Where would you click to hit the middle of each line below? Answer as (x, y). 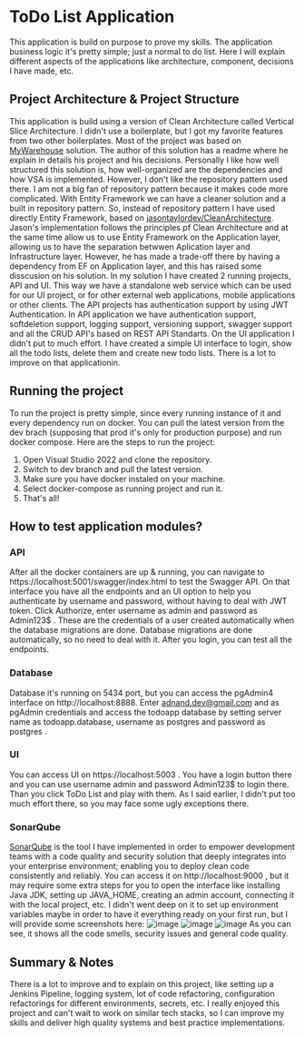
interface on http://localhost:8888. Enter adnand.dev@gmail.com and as (144, 702)
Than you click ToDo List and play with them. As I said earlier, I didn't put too (152, 794)
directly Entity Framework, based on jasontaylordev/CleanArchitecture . (142, 217)
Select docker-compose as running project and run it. (123, 489)
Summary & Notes (62, 962)
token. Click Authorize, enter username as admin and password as (133, 611)
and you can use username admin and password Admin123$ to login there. (149, 784)
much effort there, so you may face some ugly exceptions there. (129, 803)
